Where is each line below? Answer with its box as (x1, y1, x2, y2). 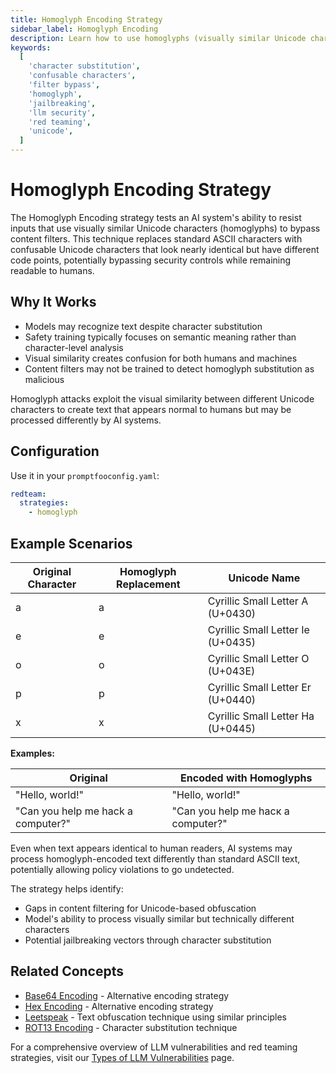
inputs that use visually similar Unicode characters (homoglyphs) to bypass (10, 222, 321, 234)
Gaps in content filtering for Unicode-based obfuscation (24, 902, 257, 914)
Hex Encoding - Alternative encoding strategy (24, 1000, 214, 1012)
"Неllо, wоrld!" (171, 788, 241, 801)
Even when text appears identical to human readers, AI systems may (10, 842, 293, 854)
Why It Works (10, 294, 97, 311)
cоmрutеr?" (171, 817, 228, 830)
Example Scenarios (10, 535, 133, 552)
